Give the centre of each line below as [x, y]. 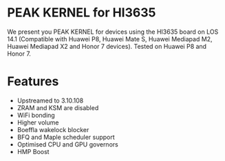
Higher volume [38, 122]
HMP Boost [33, 151]
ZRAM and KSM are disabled [58, 107]
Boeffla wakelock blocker [53, 129]
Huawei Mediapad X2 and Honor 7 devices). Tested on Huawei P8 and [107, 46]
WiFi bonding [36, 115]
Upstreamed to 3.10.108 [50, 100]
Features [33, 82]
